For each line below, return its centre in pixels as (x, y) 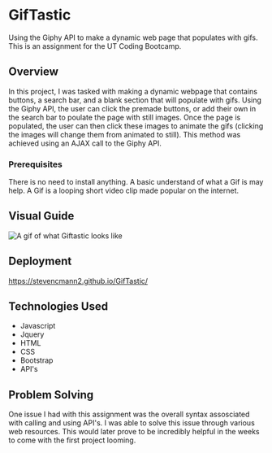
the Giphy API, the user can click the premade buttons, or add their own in (132, 108)
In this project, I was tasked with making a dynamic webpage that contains (133, 91)
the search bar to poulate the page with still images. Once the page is (125, 117)
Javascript (38, 326)
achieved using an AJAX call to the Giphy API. (85, 143)
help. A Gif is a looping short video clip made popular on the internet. (124, 191)
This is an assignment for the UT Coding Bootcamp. (95, 46)
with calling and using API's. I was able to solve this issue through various (132, 423)
